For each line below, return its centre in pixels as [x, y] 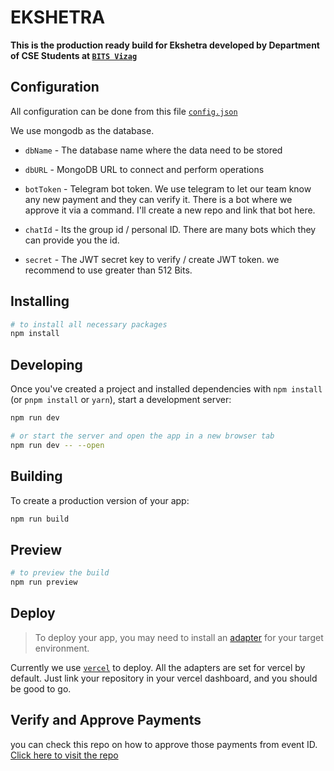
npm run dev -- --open [57, 445]
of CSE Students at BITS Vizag [74, 55]
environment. [62, 648]
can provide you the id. [72, 240]
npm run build [40, 519]
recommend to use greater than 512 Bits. [108, 270]
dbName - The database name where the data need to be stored [153, 150]
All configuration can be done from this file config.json [124, 111]
